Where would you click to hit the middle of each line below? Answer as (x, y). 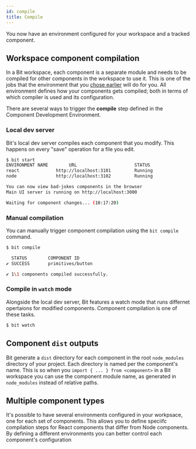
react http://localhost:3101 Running (80, 171)
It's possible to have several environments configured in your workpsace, (94, 415)
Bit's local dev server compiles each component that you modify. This (90, 143)
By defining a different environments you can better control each (84, 434)
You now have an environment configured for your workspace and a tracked (98, 33)
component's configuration (39, 440)
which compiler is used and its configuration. (60, 97)
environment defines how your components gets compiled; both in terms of (97, 91)
